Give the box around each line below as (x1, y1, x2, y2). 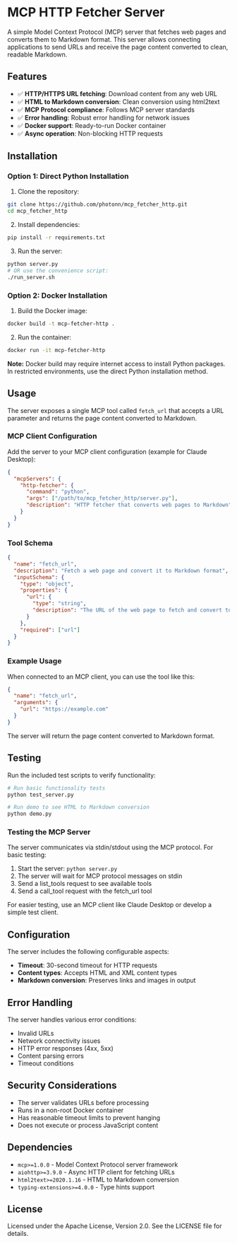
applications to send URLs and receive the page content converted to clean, (7, 42, 229, 51)
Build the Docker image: (17, 306, 88, 315)
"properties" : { (20, 587, 68, 594)
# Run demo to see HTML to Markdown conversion (7, 804, 150, 811)
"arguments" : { (13, 699, 59, 706)
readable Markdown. (7, 50, 68, 59)
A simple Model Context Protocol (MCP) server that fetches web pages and (7, 28, 226, 36)
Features (7, 71, 47, 83)
